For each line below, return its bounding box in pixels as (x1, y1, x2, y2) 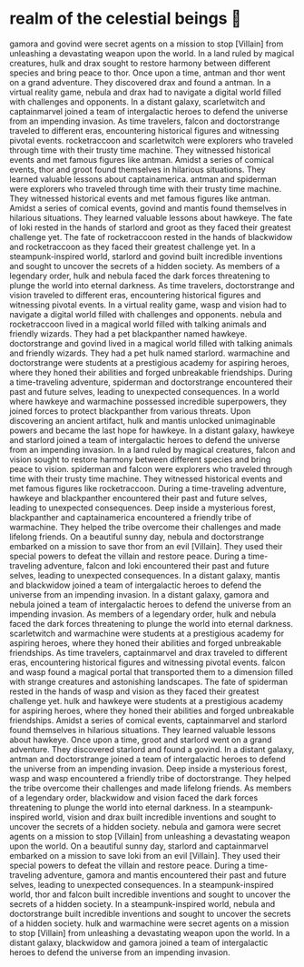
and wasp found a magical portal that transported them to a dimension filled (9, 666, 293, 677)
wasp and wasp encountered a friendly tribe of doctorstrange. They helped (9, 772, 291, 783)
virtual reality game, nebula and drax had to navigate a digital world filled (9, 86, 281, 97)
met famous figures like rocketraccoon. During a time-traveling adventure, (9, 482, 288, 494)
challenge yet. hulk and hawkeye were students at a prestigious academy (9, 695, 284, 706)
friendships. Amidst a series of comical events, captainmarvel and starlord (9, 714, 288, 726)
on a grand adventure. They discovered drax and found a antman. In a (9, 76, 271, 87)
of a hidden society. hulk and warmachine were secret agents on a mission (9, 918, 289, 929)
